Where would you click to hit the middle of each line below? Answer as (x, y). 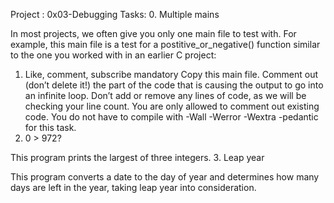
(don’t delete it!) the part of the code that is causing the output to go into (174, 85)
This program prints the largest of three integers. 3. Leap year (137, 157)
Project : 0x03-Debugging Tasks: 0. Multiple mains (115, 14)
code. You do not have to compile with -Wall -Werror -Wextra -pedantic (171, 117)
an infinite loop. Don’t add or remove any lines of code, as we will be (165, 95)
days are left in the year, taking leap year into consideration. (133, 187)
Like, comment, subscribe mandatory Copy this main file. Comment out (171, 74)
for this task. (50, 127)
